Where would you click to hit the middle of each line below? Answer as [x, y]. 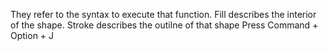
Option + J [32, 35]
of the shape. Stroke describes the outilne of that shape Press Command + [164, 25]
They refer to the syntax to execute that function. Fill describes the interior [163, 14]
